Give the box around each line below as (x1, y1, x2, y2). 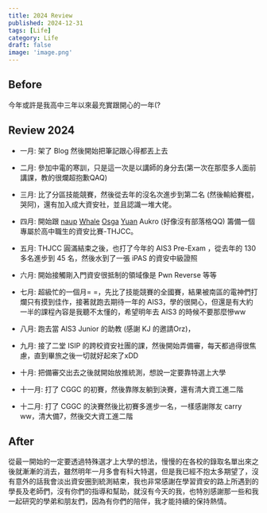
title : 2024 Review (8, 11, 73, 20)
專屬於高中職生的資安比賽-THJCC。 (19, 226, 138, 235)
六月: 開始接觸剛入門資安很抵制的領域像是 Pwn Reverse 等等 (19, 270, 217, 279)
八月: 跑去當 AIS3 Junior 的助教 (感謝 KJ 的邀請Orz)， (19, 324, 195, 333)
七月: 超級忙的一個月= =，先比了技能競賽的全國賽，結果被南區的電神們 (19, 287, 252, 297)
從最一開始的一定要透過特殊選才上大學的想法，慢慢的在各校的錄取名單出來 (8, 457, 252, 466)
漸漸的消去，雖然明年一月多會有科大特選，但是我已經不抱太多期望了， (21, 467, 252, 476)
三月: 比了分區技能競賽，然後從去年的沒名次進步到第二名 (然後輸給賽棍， (19, 189, 258, 199)
